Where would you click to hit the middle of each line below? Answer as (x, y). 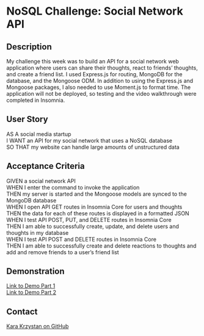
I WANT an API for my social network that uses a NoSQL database (89, 140)
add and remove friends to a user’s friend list (63, 252)
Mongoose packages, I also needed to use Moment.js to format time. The (99, 87)
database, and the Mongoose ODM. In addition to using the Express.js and (100, 81)
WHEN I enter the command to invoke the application (73, 187)
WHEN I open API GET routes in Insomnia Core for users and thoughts (94, 207)
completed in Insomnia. (36, 100)
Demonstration (36, 272)
